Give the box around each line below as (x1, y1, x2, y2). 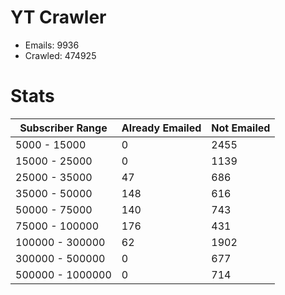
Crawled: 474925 (24, 49, 97, 61)
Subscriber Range (19, 121, 108, 135)
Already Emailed (121, 121, 202, 135)
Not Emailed (211, 121, 271, 135)
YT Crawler (10, 6, 107, 29)
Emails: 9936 (24, 39, 80, 51)
